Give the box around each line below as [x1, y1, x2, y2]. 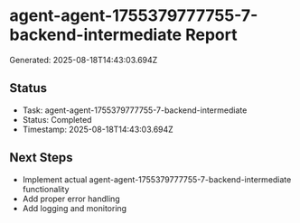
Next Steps [9, 150, 73, 165]
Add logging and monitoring [22, 202, 127, 213]
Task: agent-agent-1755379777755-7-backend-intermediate [22, 105, 248, 116]
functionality [22, 183, 70, 194]
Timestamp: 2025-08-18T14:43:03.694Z [22, 124, 173, 135]
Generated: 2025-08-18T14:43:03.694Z [9, 54, 158, 65]
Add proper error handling [22, 193, 120, 204]
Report [184, 24, 238, 45]
